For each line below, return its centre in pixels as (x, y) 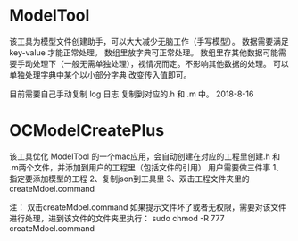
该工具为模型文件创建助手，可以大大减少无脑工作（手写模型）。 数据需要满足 (149, 41)
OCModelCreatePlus (87, 131)
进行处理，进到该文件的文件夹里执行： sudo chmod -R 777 (117, 218)
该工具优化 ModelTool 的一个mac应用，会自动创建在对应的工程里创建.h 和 (145, 156)
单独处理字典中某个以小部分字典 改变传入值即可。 (100, 75)
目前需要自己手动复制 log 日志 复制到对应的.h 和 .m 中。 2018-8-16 (132, 94)
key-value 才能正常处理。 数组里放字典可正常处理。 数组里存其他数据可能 (144, 52)
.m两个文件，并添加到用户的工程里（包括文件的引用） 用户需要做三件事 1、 (146, 167)
